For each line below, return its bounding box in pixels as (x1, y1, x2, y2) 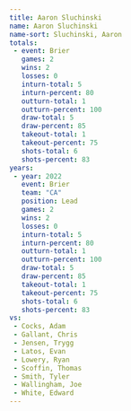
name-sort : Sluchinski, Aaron (9, 30, 123, 39)
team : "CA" (21, 188, 63, 197)
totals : (9, 38, 39, 48)
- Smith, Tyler (13, 372, 70, 381)
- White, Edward (13, 389, 74, 398)
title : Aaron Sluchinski (9, 13, 102, 22)
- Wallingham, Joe (13, 380, 83, 389)
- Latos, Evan (13, 346, 66, 355)
